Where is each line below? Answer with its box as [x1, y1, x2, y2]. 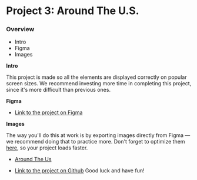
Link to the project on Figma [14, 109, 83, 116]
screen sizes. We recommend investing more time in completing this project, [6, 80, 192, 87]
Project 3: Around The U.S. [6, 4, 139, 18]
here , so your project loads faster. [6, 144, 88, 151]
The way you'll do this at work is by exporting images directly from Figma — [6, 132, 191, 139]
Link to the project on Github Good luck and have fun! [14, 167, 145, 174]
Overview [6, 25, 35, 34]
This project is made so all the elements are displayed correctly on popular [6, 74, 187, 81]
